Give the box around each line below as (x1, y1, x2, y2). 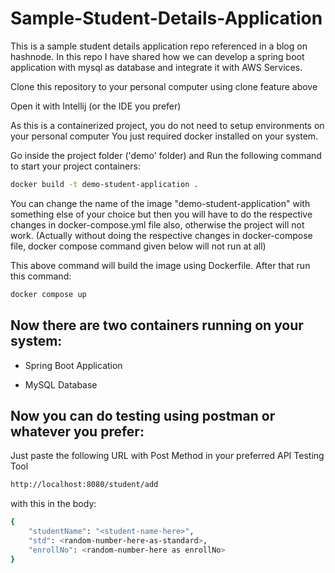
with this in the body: (10, 498, 97, 510)
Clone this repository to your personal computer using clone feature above (10, 80, 318, 92)
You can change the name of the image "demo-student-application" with (10, 197, 311, 209)
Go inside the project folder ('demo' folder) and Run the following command (10, 149, 322, 161)
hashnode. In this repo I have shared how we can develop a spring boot (10, 50, 305, 62)
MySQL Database (24, 378, 98, 391)
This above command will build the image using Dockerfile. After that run (10, 259, 311, 271)
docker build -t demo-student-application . (10, 179, 199, 189)
